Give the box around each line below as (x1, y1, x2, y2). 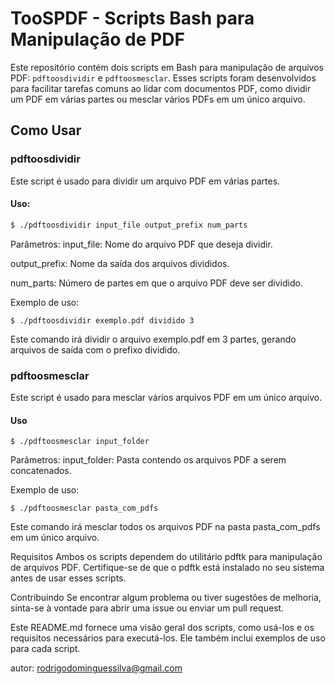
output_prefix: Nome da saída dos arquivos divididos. (10, 257, 230, 269)
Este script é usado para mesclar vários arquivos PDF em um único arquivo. (10, 392, 323, 403)
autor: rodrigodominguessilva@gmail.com (10, 662, 183, 674)
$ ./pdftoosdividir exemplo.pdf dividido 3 (10, 315, 195, 326)
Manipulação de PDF (10, 28, 185, 51)
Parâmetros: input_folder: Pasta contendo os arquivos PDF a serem (10, 454, 287, 466)
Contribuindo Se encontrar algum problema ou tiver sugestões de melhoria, (10, 592, 322, 604)
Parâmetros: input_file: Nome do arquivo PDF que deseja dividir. (10, 238, 273, 250)
